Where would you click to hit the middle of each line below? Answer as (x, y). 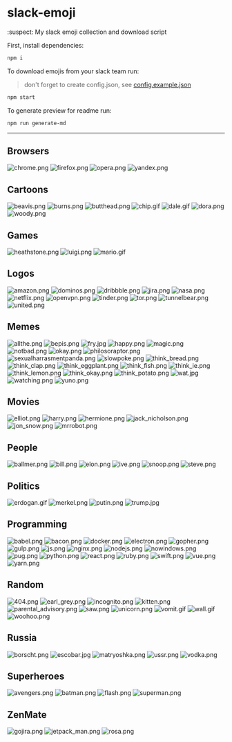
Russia (22, 638)
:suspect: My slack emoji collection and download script (87, 32)
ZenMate (27, 715)
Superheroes (36, 676)
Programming (37, 525)
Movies (23, 402)
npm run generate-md (37, 123)
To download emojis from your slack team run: (73, 71)
